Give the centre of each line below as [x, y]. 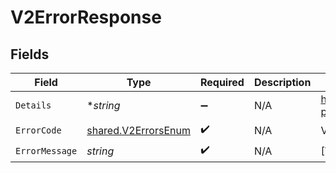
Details [33, 105]
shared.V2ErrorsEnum [138, 130]
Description [282, 82]
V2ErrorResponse [86, 17]
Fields [30, 54]
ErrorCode [38, 130]
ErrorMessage [46, 150]
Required [222, 82]
